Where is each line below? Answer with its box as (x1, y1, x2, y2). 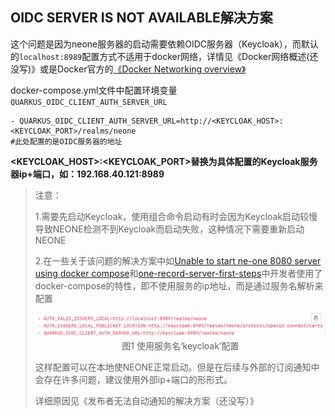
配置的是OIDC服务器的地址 (29, 136, 123, 147)
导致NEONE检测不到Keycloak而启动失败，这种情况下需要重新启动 (34, 223, 305, 235)
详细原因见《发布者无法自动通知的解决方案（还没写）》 (34, 395, 259, 407)
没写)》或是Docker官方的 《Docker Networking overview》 (10, 63, 247, 75)
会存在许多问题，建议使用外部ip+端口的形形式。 (34, 374, 233, 386)
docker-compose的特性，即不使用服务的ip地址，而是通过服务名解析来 (34, 279, 324, 292)
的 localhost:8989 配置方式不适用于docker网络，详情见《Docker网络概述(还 (10, 50, 319, 62)
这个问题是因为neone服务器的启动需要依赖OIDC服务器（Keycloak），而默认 (10, 38, 319, 50)
